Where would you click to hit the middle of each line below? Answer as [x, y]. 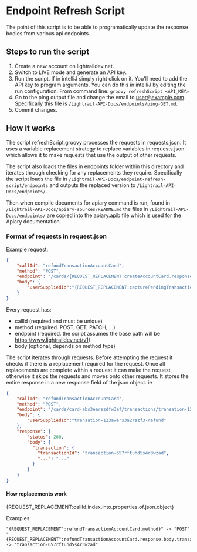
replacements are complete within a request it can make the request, [89, 370]
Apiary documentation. [34, 221]
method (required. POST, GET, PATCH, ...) [65, 327]
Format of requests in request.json [57, 236]
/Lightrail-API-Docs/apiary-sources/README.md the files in [77, 209]
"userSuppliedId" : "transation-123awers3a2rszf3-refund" [97, 421]
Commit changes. [36, 109]
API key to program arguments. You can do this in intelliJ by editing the [100, 85]
